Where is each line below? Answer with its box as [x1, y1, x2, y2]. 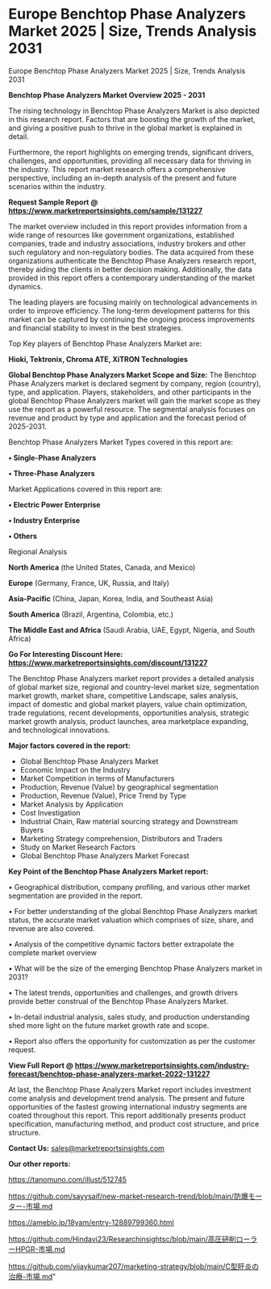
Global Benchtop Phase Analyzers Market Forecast [19, 850, 190, 861]
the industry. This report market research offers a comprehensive [8, 164, 226, 174]
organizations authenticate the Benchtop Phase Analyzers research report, [8, 255, 256, 265]
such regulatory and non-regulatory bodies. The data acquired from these [8, 247, 254, 257]
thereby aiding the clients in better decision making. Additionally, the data [8, 264, 252, 274]
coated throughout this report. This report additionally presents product [8, 1110, 246, 1120]
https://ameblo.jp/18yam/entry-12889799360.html [8, 1217, 175, 1227]
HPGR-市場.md [15, 1244, 66, 1253]
